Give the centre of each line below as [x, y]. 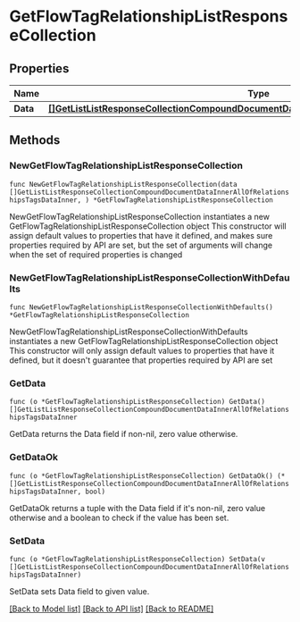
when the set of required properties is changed [96, 254]
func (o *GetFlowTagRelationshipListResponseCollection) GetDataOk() [142, 475]
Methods [35, 140]
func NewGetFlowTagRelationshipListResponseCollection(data [124, 184]
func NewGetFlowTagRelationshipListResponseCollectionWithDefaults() [142, 307]
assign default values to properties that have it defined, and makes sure [141, 235]
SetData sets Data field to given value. [79, 591]
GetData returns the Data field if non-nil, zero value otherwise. [124, 434]
